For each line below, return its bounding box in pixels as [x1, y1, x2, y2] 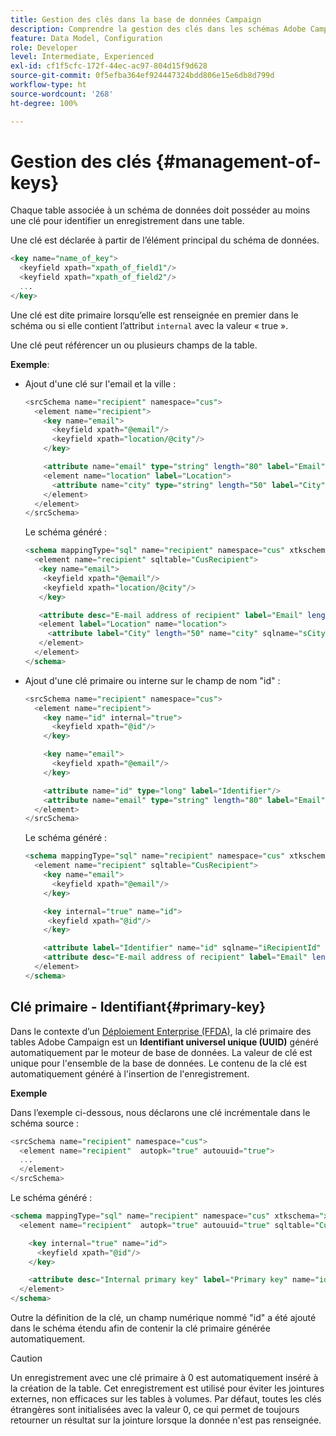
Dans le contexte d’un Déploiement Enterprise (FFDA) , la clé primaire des [10, 1025, 312, 1037]
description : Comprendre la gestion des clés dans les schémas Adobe [10, 24, 307, 34]
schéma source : [10, 1117, 80, 1129]
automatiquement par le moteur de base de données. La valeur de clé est [10, 1046, 313, 1058]
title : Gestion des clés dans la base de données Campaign [10, 14, 262, 25]
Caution [10, 1352, 43, 1364]
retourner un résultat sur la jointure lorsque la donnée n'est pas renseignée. [10, 1414, 322, 1426]
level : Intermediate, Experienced [10, 52, 155, 62]
